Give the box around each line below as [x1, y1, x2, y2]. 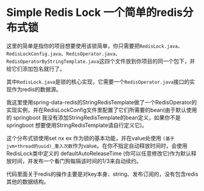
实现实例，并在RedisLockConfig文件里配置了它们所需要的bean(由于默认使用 [6, 106, 197, 114]
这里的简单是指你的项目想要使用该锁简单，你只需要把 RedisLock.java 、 [6, 42, 184, 49]
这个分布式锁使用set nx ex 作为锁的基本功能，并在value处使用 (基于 [6, 134, 175, 142]
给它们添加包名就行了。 [6, 65, 65, 72]
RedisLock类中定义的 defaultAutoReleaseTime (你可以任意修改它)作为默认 [6, 150, 192, 157]
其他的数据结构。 [6, 178, 49, 185]
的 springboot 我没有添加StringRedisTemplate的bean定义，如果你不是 [6, 114, 181, 121]
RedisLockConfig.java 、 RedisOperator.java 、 [6, 49, 121, 57]
